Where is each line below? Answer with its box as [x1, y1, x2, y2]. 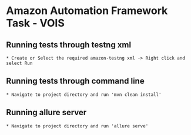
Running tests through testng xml [6, 40, 131, 50]
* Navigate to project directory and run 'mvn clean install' [6, 92, 162, 98]
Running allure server [6, 108, 87, 117]
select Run [6, 60, 33, 66]
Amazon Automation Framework [6, 4, 168, 18]
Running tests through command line [6, 76, 145, 86]
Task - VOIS [6, 16, 65, 30]
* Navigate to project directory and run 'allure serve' [6, 123, 149, 129]
